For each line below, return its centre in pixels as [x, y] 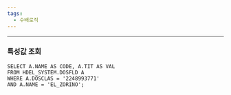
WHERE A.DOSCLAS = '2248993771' [53, 78]
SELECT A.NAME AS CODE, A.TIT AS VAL [61, 66]
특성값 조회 [24, 52]
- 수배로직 [26, 20]
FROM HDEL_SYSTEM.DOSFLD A [46, 72]
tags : [15, 13]
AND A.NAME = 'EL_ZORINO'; [46, 84]
